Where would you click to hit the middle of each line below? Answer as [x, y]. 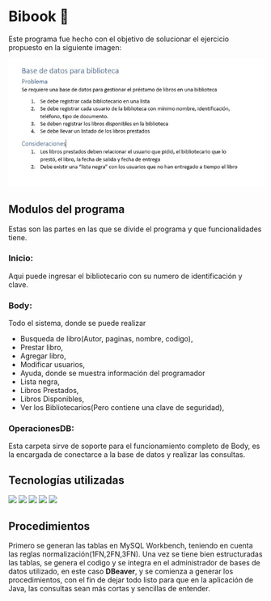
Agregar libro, [43, 356]
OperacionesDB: [41, 429]
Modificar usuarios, [52, 365]
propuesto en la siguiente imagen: [65, 47]
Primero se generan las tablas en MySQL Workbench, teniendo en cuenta [131, 546]
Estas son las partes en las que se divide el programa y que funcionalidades [135, 229]
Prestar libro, [41, 348]
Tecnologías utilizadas [66, 480]
